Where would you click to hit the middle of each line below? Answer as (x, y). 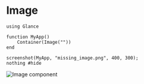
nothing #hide (24, 63)
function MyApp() (28, 37)
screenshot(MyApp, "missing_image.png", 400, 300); (72, 58)
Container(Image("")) (44, 42)
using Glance (23, 26)
